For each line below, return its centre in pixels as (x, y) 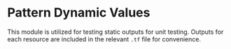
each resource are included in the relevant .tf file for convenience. (104, 39)
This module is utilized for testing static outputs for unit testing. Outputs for (115, 32)
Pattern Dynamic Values (79, 13)
